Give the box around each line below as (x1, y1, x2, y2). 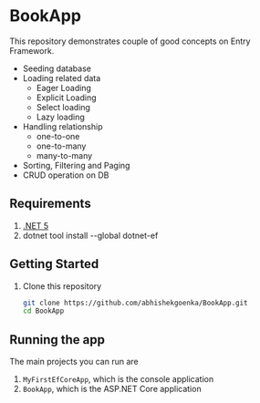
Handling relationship (22, 120, 103, 132)
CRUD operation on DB (22, 170, 109, 181)
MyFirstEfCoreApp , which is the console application (22, 374, 214, 385)
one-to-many (36, 140, 87, 151)
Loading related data (22, 72, 101, 83)
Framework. (9, 45, 55, 56)
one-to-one (36, 130, 80, 141)
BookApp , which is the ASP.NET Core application (22, 384, 203, 395)
